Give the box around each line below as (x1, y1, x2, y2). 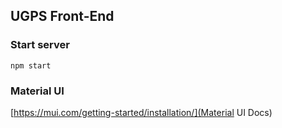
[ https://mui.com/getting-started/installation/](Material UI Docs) (10, 106, 273, 118)
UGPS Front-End (10, 8, 115, 25)
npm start (10, 60, 52, 71)
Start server (10, 38, 70, 52)
